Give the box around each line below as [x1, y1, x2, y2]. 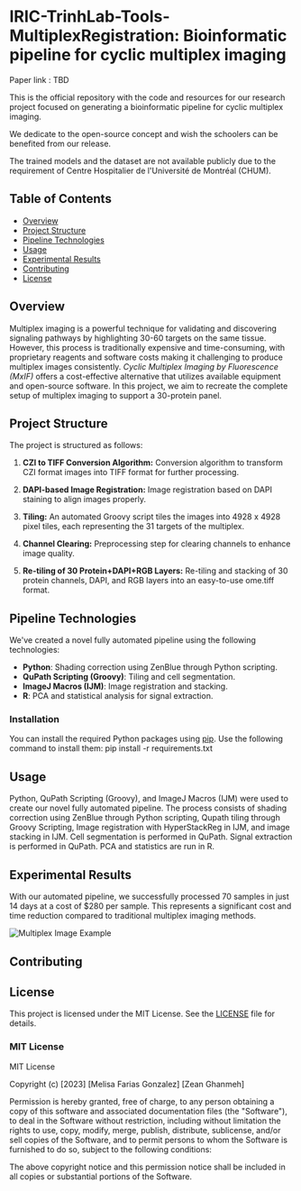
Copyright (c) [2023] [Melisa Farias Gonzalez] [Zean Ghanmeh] [9, 1078, 245, 1089]
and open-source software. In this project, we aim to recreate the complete [9, 380, 288, 391]
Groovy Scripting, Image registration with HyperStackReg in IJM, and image [9, 822, 290, 833]
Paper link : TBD [9, 74, 69, 85]
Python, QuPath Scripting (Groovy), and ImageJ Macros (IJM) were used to [9, 793, 288, 804]
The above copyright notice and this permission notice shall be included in [9, 1161, 286, 1172]
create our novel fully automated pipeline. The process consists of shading [9, 802, 287, 813]
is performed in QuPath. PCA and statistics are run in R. [9, 841, 214, 852]
